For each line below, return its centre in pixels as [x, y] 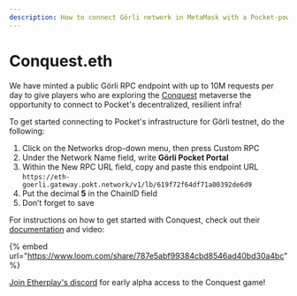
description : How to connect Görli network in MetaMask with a [128, 17]
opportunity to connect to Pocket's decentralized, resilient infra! [126, 104]
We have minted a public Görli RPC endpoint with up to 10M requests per [141, 86]
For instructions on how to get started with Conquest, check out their [135, 220]
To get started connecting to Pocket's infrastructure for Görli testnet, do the [147, 121]
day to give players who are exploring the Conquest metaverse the [130, 95]
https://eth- [46, 177]
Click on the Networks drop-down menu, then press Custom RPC [141, 148]
